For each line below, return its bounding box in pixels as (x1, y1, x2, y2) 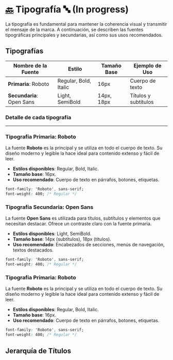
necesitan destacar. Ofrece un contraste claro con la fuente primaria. (5, 221, 152, 227)
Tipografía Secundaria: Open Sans (5, 204, 94, 211)
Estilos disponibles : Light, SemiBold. (12, 230, 92, 237)
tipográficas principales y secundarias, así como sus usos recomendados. (5, 32, 163, 38)
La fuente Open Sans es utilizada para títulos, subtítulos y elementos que (5, 215, 161, 222)
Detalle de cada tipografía (5, 114, 72, 121)
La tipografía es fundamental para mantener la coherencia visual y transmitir (5, 21, 167, 27)
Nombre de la (13, 62, 47, 69)
